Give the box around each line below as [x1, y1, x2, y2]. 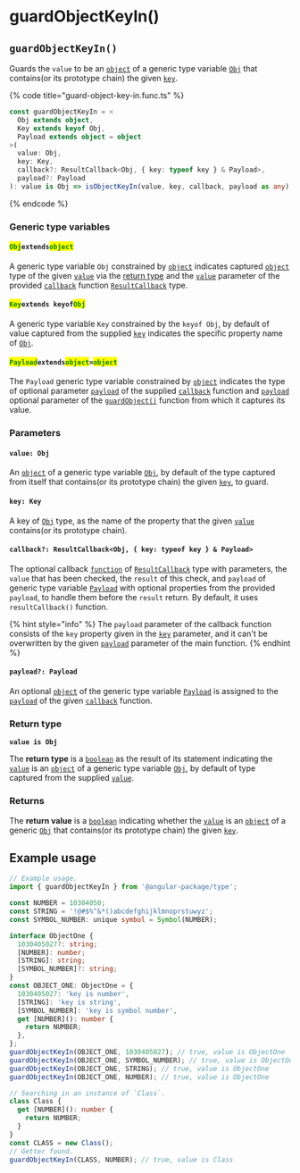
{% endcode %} [9, 198, 69, 209]
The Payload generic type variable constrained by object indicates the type [9, 376, 286, 387]
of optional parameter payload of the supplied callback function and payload [9, 386, 290, 397]
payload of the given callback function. [9, 695, 154, 707]
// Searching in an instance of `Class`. [9, 1088, 166, 1098]
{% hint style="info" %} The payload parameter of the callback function [9, 618, 272, 629]
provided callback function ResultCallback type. [9, 280, 188, 290]
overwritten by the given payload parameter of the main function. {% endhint [9, 637, 291, 649]
